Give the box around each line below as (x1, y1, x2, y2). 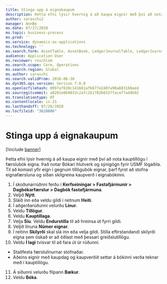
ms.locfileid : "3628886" (5, 109, 57, 114)
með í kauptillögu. (12, 259, 50, 265)
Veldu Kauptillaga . (12, 213, 52, 219)
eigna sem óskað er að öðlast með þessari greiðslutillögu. (12, 234, 130, 240)
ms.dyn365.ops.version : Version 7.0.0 (5, 81, 86, 86)
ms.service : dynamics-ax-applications (5, 40, 86, 45)
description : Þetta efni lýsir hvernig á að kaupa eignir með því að (5, 12, 153, 17)
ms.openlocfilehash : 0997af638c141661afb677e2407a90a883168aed (5, 85, 139, 91)
